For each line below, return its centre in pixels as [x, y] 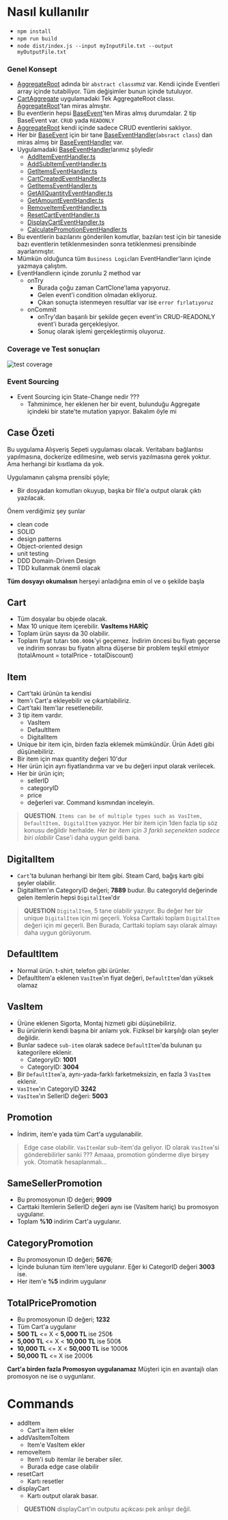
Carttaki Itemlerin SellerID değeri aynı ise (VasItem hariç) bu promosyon [118, 1207]
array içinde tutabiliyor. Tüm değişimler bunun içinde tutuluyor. [105, 91]
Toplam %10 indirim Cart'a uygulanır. [69, 1221]
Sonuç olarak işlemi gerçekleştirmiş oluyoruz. [101, 331]
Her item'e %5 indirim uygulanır [62, 1282]
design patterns [39, 539]
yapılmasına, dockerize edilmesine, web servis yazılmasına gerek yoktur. [109, 457]
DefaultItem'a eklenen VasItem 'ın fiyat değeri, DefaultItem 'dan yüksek [115, 978]
